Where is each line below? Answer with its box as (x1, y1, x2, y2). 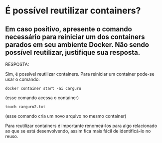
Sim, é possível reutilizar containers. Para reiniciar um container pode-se (5, 71, 155, 77)
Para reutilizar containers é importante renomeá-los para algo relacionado (5, 123, 158, 129)
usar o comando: (5, 76, 40, 82)
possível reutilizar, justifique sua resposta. (5, 48, 141, 57)
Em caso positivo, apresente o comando (5, 25, 132, 33)
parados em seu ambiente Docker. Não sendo (5, 40, 150, 49)
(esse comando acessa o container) (5, 95, 79, 101)
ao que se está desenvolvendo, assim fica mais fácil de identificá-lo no (5, 128, 151, 134)
